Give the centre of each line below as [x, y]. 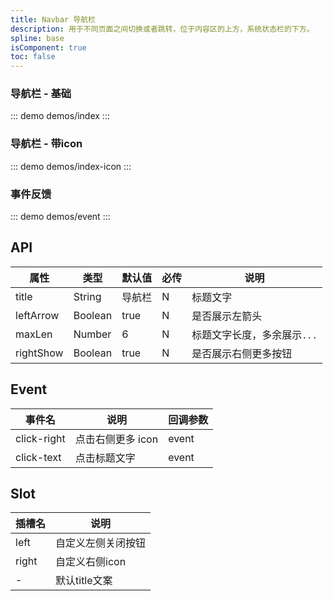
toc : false [33, 57]
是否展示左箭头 [227, 316]
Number [92, 334]
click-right [40, 438]
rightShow [39, 353]
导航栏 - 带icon [46, 144]
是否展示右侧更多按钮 [242, 353]
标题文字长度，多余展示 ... [254, 334]
